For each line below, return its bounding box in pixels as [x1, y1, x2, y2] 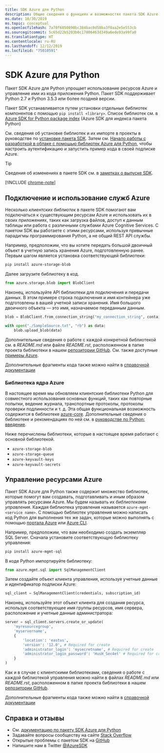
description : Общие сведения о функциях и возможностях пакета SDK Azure [5, 12, 159, 17]
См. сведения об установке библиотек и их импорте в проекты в [5, 130, 141, 136]
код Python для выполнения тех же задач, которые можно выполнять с [5, 515, 155, 520]
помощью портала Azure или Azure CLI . [5, 519, 88, 525]
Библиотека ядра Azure [5, 379, 64, 386]
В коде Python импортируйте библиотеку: [5, 558, 93, 564]
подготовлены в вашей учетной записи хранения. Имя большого [5, 300, 141, 306]
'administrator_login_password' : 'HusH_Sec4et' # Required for [22, 652, 154, 657]
